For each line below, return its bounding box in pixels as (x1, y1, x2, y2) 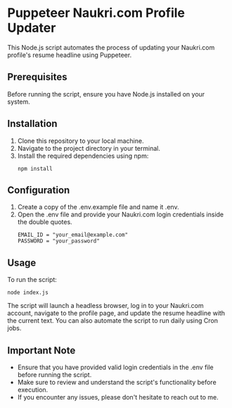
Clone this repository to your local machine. (17, 136, 144, 145)
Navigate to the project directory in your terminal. (17, 144, 160, 152)
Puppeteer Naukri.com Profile (7, 5, 185, 21)
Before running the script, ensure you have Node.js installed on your (7, 89, 205, 98)
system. (7, 97, 30, 106)
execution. (17, 385, 49, 394)
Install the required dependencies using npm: (17, 152, 149, 160)
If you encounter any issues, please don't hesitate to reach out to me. (17, 393, 219, 401)
